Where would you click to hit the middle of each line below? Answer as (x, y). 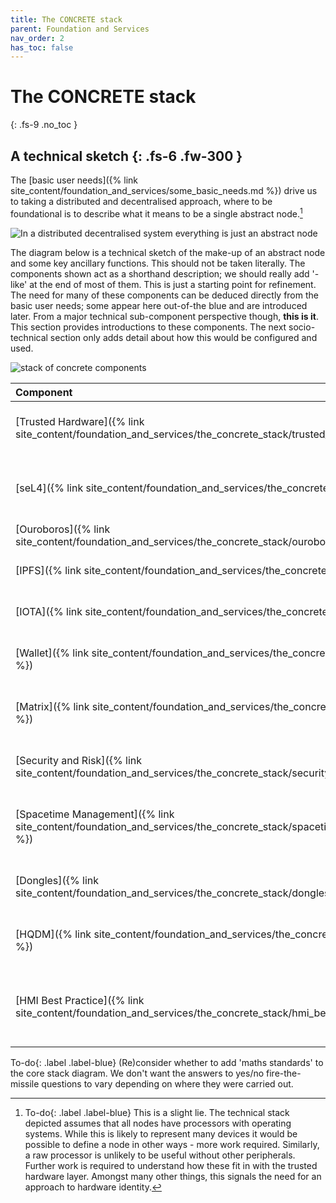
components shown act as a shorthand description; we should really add (160, 273)
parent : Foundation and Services (80, 29)
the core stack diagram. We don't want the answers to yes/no (137, 1073)
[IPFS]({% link (48, 570)
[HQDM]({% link (53, 934)
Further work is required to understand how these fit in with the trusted (171, 1165)
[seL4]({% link (49, 488)
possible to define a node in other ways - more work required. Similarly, (172, 1144)
